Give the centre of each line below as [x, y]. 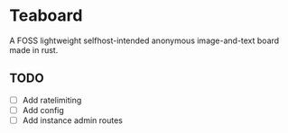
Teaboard [46, 16]
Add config [43, 110]
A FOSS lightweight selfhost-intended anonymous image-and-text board [144, 40]
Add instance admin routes [73, 120]
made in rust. [34, 49]
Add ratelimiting [52, 100]
